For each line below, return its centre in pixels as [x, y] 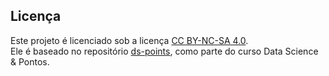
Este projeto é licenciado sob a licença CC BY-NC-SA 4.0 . [129, 40]
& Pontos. [30, 61]
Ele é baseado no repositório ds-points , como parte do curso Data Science [164, 51]
